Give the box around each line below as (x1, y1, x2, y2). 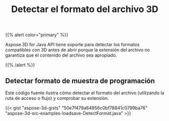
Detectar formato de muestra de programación (5, 76, 155, 85)
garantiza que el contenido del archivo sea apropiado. (5, 52, 118, 58)
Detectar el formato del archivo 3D (11, 4, 158, 15)
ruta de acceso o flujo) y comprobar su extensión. (5, 95, 109, 101)
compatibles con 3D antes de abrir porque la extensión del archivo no (5, 47, 150, 53)
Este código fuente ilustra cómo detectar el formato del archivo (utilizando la (5, 90, 164, 96)
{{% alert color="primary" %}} (5, 32, 69, 38)
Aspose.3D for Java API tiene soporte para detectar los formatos (5, 42, 140, 48)
